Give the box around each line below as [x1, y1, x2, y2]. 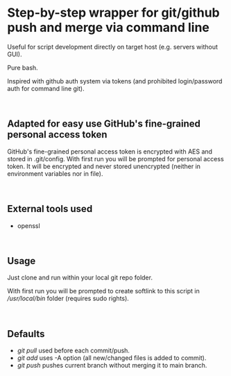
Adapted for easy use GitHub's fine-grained [7, 118, 201, 130]
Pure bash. [7, 63, 38, 72]
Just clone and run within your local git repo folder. [7, 273, 153, 282]
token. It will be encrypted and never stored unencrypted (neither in [7, 162, 201, 170]
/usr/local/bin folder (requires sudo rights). [7, 294, 130, 303]
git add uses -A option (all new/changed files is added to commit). [17, 354, 207, 362]
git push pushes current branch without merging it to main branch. [17, 361, 207, 370]
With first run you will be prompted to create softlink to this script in [7, 287, 200, 295]
